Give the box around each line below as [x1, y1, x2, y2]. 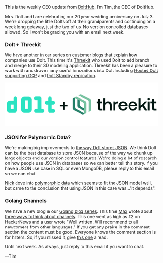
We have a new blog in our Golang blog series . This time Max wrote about [5, 209, 153, 214]
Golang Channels [5, 197, 47, 204]
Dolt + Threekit [5, 41, 41, 48]
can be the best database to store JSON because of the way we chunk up [5, 150, 153, 156]
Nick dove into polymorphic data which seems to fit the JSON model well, [5, 180, 152, 186]
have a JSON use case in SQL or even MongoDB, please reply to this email [5, 165, 154, 172]
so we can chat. [5, 171, 37, 176]
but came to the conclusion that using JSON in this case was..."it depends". [5, 185, 156, 191]
